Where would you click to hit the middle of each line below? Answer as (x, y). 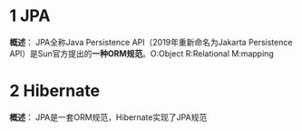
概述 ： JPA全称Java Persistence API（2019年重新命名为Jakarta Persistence (151, 42)
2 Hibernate (55, 91)
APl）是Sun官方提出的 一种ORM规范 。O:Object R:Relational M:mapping (141, 53)
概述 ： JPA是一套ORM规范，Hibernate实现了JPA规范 (108, 117)
